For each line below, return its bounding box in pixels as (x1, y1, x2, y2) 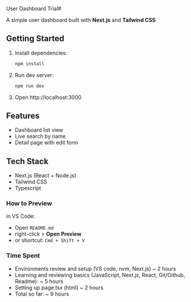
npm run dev (14, 83, 44, 89)
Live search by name (14, 133, 66, 140)
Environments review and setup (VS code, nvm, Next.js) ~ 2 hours (14, 265, 176, 272)
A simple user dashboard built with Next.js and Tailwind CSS (6, 17, 156, 23)
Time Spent (6, 252, 40, 260)
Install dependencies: (14, 49, 68, 56)
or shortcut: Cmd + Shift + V (14, 237, 85, 244)
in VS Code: (6, 213, 36, 220)
